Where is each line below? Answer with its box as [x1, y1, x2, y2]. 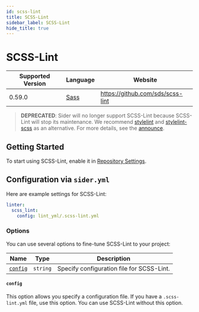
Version [23, 79, 46, 88]
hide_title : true [6, 25, 49, 31]
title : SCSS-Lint [6, 14, 49, 20]
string [33, 265, 52, 272]
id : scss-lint [6, 8, 41, 15]
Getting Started [6, 141, 65, 152]
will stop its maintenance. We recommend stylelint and [31, 118, 165, 126]
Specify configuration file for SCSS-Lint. [57, 264, 170, 272]
